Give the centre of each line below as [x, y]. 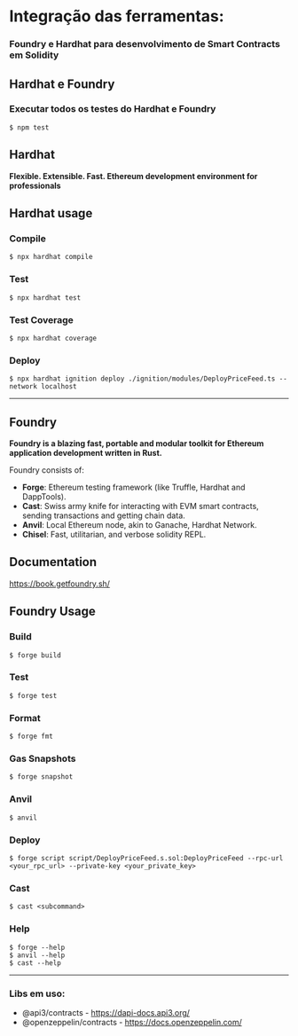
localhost [59, 387]
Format [25, 718]
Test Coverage [41, 319]
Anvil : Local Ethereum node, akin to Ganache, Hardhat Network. [139, 525]
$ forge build [35, 655]
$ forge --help [37, 947]
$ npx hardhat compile [51, 257]
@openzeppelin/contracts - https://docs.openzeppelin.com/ [132, 1022]
